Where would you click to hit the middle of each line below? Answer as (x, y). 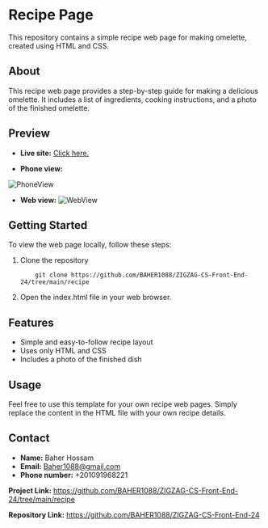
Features (31, 322)
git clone (51, 275)
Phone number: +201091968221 (74, 475)
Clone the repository (54, 260)
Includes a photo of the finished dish (81, 359)
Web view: (38, 200)
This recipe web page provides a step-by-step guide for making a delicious (133, 91)
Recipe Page (51, 15)
